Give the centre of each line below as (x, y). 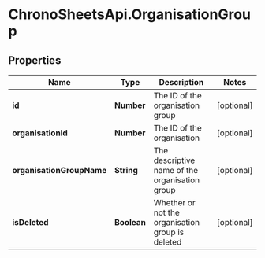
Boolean (130, 222)
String (126, 170)
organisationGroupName (60, 170)
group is (168, 232)
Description (181, 82)
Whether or (174, 203)
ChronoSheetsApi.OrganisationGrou (129, 15)
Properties (35, 60)
